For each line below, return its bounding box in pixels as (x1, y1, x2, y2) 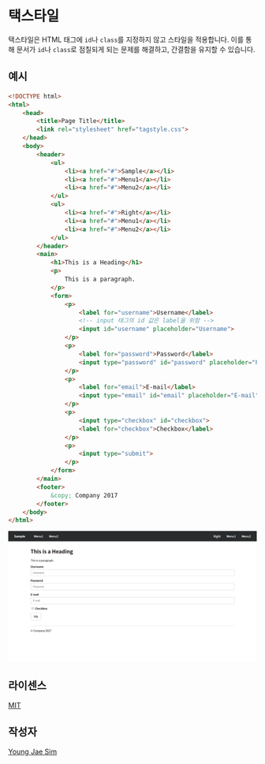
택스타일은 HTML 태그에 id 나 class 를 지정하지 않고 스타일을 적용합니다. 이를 (8, 35, 244, 44)
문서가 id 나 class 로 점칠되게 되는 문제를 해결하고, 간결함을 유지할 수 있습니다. (16, 44, 256, 54)
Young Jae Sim (8, 747, 58, 756)
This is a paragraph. (64, 275, 136, 283)
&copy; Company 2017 (50, 491, 118, 499)
